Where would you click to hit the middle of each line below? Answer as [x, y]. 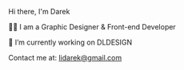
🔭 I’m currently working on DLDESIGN [70, 42]
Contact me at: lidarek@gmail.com [65, 58]
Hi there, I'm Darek [39, 12]
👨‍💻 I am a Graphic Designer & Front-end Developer [92, 27]
